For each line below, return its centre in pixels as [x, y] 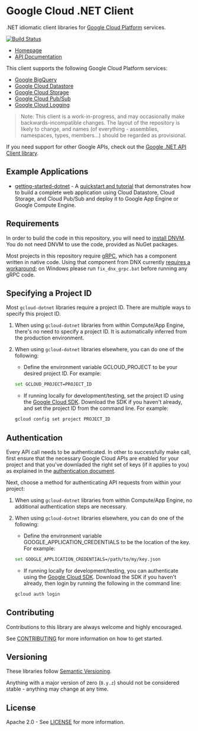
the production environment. [49, 338]
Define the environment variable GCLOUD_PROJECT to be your [100, 367]
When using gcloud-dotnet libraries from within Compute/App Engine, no [103, 500]
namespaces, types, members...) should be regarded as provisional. [103, 135]
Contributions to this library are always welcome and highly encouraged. [95, 627]
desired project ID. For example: [62, 374]
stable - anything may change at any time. [57, 689]
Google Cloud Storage [42, 92]
